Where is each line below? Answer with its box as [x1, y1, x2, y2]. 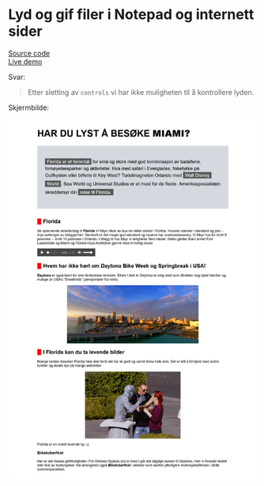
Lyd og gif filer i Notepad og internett [8, 6, 255, 24]
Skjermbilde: [8, 103, 50, 112]
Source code [8, 48, 50, 58]
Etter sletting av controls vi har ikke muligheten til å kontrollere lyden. [27, 87, 255, 96]
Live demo [8, 57, 43, 66]
